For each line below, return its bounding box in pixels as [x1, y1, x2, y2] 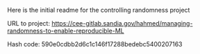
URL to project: [7, 19, 51, 27]
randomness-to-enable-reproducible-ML [7, 27, 124, 35]
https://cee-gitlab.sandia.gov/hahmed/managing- [51, 19, 193, 27]
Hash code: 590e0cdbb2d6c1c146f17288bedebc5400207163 [7, 40, 183, 48]
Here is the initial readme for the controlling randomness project [7, 6, 190, 14]
